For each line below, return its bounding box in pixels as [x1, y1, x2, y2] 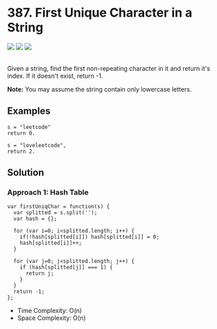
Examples [7, 106, 51, 117]
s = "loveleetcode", [7, 142, 67, 149]
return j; [25, 270, 54, 277]
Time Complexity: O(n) [17, 307, 83, 315]
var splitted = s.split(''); [13, 210, 98, 217]
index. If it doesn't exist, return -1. [7, 71, 103, 80]
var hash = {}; [13, 215, 58, 223]
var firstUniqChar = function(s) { [7, 203, 110, 210]
